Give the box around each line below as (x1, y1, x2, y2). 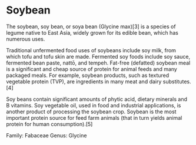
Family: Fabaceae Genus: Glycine (6, 131, 87, 139)
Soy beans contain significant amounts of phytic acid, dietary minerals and (6, 95, 187, 103)
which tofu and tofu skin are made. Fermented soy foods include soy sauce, (6, 53, 190, 60)
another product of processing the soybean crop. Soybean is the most (6, 108, 177, 115)
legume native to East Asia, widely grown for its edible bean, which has (6, 29, 178, 36)
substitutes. (162, 77, 191, 85)
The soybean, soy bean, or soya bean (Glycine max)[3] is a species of (6, 23, 176, 30)
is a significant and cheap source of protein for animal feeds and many (6, 65, 178, 72)
